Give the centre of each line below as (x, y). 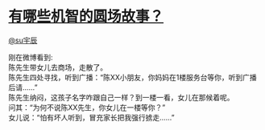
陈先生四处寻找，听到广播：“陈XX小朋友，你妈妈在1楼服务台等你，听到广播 (132, 77)
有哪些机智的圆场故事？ (86, 16)
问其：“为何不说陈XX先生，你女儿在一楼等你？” (87, 107)
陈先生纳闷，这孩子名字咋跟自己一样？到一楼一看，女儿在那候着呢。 (121, 97)
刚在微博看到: (31, 57)
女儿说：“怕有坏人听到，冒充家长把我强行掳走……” (91, 117)
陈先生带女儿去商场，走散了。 (58, 67)
